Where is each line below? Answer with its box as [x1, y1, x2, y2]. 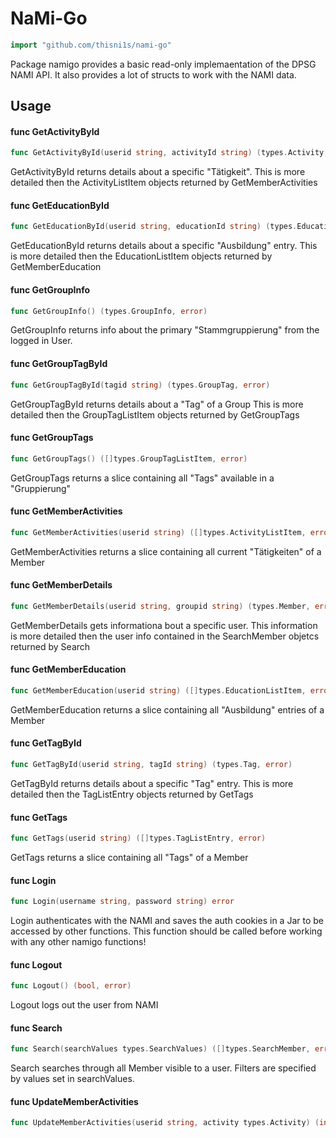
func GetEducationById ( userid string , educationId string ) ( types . [10, 222, 298, 232]
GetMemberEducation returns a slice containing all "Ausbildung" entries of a [10, 703, 325, 716]
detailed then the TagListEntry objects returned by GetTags [10, 788, 254, 800]
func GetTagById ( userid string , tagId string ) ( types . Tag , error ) [10, 760, 293, 770]
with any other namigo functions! [10, 936, 147, 948]
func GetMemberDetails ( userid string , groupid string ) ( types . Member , [10, 601, 311, 611]
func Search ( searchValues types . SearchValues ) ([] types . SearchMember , [10, 1044, 311, 1054]
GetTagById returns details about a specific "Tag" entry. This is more [10, 777, 294, 789]
